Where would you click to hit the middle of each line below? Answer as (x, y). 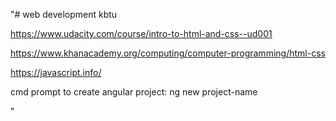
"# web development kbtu (64, 14)
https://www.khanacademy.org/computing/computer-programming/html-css (168, 53)
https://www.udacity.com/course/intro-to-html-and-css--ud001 (141, 33)
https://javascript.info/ (56, 72)
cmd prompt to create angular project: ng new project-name (134, 92)
